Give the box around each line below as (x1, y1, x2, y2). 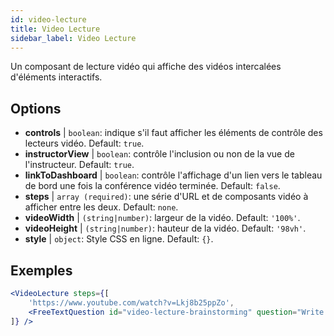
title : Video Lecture (10, 24, 101, 34)
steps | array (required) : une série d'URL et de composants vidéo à (24, 191, 309, 203)
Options (10, 100, 62, 117)
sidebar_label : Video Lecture (10, 33, 137, 43)
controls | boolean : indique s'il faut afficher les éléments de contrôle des (24, 127, 323, 139)
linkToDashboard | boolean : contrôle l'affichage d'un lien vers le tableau (24, 169, 323, 181)
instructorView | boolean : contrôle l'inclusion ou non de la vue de (24, 148, 295, 160)
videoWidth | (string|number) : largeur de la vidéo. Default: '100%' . (24, 212, 301, 224)
